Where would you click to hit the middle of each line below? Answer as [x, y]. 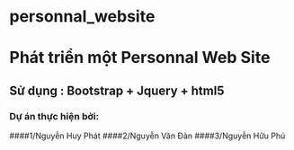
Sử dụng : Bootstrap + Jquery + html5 [117, 90]
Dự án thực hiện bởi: [54, 116]
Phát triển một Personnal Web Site [140, 58]
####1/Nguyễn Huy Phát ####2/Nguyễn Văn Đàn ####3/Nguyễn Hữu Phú [147, 136]
